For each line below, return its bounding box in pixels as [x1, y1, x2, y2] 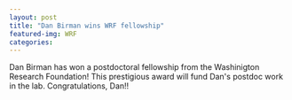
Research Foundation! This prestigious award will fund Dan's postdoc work [9, 72, 284, 82]
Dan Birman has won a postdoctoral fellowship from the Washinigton [9, 62, 260, 73]
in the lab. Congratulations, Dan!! [9, 81, 130, 91]
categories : [9, 37, 53, 47]
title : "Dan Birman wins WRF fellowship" [9, 21, 165, 30]
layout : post [9, 12, 58, 22]
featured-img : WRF [9, 29, 77, 38]
